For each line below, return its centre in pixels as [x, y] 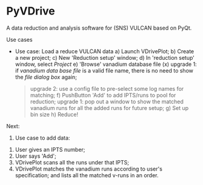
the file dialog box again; [46, 77]
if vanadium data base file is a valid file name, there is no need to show [104, 70]
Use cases [19, 39]
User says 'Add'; [35, 156]
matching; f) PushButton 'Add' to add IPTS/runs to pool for [103, 95]
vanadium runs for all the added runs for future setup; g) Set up [109, 108]
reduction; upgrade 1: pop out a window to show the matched [107, 102]
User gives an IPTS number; [50, 149]
